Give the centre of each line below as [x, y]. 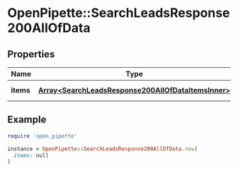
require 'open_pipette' [42, 136]
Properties [31, 54]
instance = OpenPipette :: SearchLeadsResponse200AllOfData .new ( [103, 149]
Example [27, 120]
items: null [32, 155]
